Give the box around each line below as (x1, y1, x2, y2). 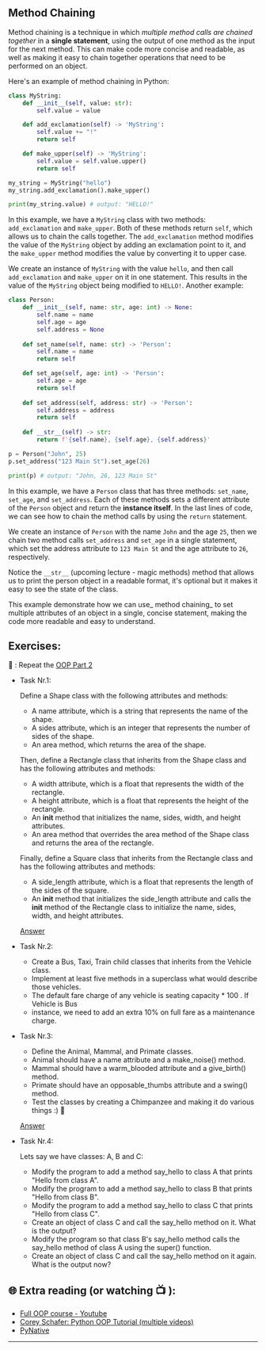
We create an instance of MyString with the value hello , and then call (8, 264, 234, 273)
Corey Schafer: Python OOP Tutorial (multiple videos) (19, 1317, 194, 1327)
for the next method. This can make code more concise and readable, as (8, 44, 245, 54)
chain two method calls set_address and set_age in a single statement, (8, 535, 237, 545)
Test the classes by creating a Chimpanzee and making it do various (31, 1097, 255, 1107)
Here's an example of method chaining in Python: (8, 76, 169, 86)
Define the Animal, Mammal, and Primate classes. (31, 1046, 194, 1057)
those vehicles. (31, 982, 82, 992)
